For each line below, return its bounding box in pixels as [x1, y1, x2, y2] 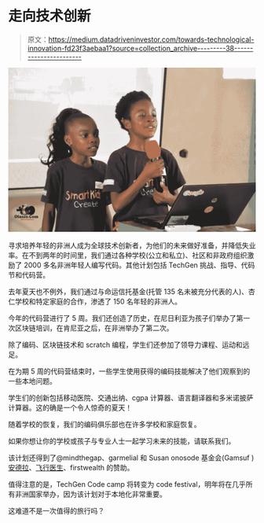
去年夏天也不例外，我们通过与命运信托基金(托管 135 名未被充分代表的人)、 [8, 287, 249, 296]
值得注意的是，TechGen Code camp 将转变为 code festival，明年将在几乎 [8, 480, 246, 489]
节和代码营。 [8, 271, 49, 280]
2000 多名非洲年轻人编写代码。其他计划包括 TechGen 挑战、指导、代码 [23, 260, 255, 270]
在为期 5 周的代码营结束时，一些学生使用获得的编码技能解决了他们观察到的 [8, 366, 251, 376]
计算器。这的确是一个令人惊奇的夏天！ [8, 403, 132, 413]
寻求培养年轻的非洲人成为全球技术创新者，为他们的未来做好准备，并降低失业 [8, 241, 256, 250]
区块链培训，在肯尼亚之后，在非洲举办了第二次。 [14, 323, 174, 333]
